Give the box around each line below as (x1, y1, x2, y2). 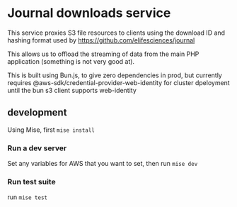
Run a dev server (7, 143, 67, 153)
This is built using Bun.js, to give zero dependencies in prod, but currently (7, 71, 223, 79)
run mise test (7, 193, 48, 201)
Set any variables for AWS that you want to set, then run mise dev (7, 160, 198, 168)
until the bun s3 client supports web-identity (7, 86, 137, 94)
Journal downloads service (7, 5, 171, 21)
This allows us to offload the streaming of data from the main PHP (7, 50, 200, 58)
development (7, 106, 67, 118)
